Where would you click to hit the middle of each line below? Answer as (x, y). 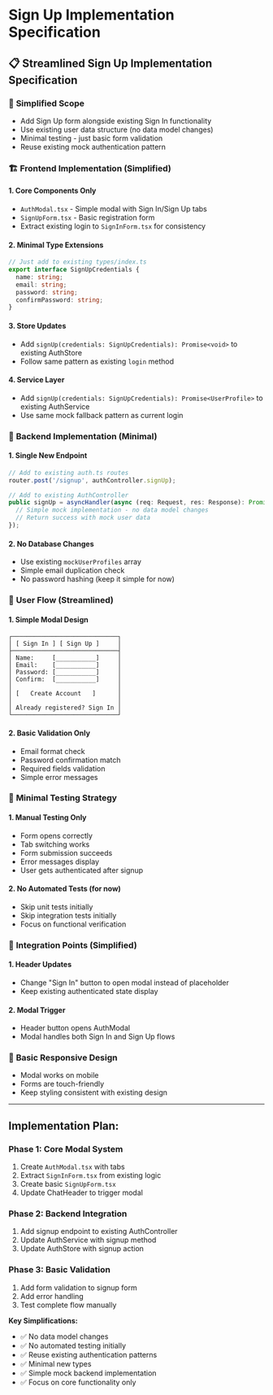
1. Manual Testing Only (48, 817)
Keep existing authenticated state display (89, 991)
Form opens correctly (56, 835)
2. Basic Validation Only (50, 733)
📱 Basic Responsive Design (63, 1057)
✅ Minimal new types (56, 1363)
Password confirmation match (70, 760)
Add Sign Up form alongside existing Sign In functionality (116, 120)
